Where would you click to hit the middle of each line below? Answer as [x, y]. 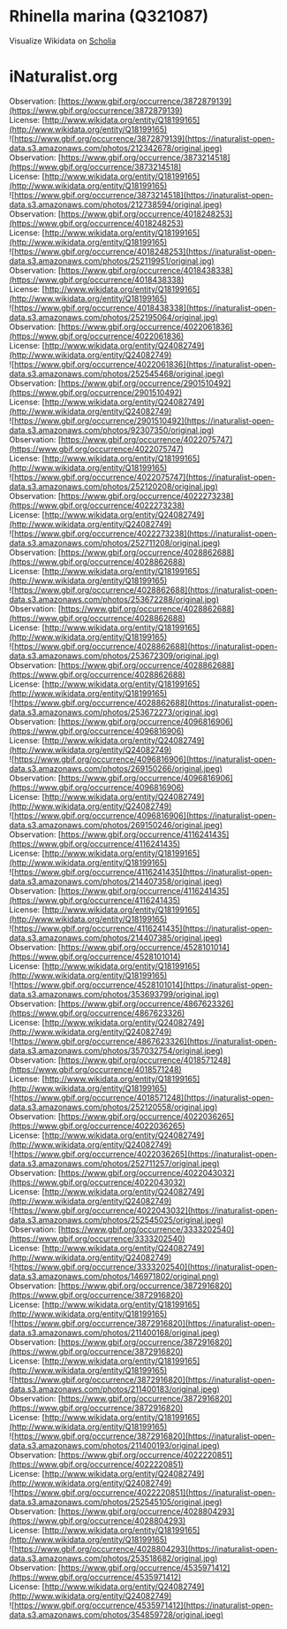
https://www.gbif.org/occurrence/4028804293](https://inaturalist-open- [146, 1548]
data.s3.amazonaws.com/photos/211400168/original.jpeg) [115, 1333]
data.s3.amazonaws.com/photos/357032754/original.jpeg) [116, 1050]
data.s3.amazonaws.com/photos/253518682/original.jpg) [113, 1558]
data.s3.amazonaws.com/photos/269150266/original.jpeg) [116, 768]
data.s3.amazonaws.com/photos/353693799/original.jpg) [114, 994]
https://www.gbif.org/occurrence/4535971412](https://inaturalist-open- [144, 1605]
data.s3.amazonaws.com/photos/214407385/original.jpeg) [116, 937]
